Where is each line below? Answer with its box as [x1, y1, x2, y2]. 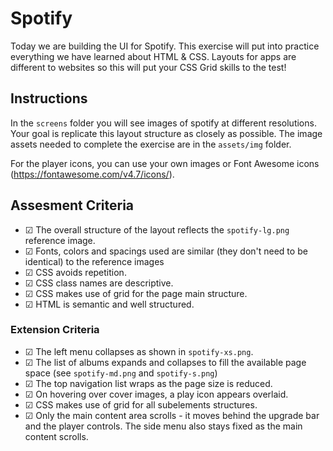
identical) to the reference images [24, 255, 165, 267]
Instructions [10, 90, 88, 107]
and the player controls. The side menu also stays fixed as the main [24, 420, 303, 432]
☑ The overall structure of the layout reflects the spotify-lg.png [24, 223, 290, 236]
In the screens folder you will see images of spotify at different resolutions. [10, 117, 317, 129]
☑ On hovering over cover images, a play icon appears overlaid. [24, 388, 289, 400]
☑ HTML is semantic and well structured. [24, 298, 195, 310]
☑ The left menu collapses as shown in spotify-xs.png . [24, 345, 254, 357]
